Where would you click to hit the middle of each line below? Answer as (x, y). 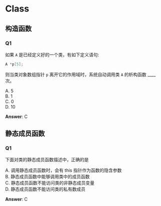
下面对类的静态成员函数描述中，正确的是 (47, 160)
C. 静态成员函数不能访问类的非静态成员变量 (50, 183)
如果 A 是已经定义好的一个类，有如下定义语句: (52, 55)
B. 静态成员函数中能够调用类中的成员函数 (48, 177)
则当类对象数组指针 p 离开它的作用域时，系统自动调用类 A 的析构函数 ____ (80, 74)
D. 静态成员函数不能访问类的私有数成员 (45, 189)
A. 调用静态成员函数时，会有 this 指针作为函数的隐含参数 (63, 170)
